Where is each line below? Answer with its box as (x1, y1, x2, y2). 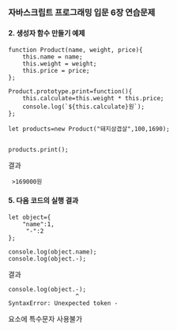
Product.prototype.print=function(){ (8, 88, 133, 96)
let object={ (8, 213, 51, 222)
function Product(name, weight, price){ (8, 46, 144, 55)
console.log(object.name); (8, 248, 97, 256)
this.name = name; (22, 53, 83, 61)
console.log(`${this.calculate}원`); (22, 103, 145, 111)
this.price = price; (22, 67, 90, 75)
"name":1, (22, 220, 55, 228)
